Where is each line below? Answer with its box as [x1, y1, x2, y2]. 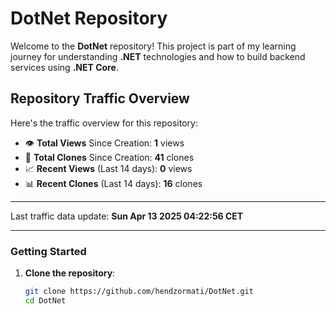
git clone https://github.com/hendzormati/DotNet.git [24, 287, 254, 297]
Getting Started [10, 244, 87, 258]
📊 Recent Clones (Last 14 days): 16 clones [24, 177, 203, 189]
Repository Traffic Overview [10, 90, 190, 107]
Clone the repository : [24, 267, 116, 279]
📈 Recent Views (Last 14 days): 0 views [24, 162, 193, 174]
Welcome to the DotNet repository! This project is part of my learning [10, 40, 297, 52]
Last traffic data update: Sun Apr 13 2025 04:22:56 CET [10, 210, 244, 222]
